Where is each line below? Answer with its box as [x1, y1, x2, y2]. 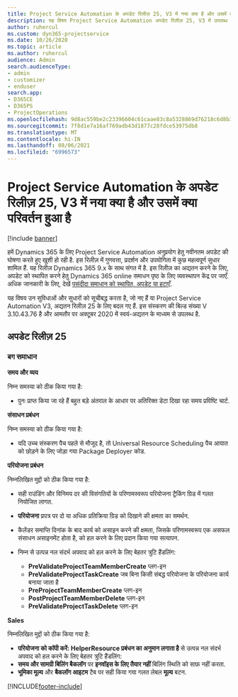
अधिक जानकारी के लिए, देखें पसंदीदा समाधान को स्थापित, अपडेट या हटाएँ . [7, 279, 172, 288]
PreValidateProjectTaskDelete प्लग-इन [28, 601, 138, 610]
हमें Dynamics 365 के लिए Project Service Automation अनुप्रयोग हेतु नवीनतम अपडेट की [7, 247, 229, 256]
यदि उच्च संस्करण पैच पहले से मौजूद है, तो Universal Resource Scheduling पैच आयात [17, 438, 228, 447]
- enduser [7, 83, 37, 90]
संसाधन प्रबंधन [7, 410, 40, 419]
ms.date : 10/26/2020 [7, 37, 69, 44]
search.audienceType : [7, 63, 72, 70]
